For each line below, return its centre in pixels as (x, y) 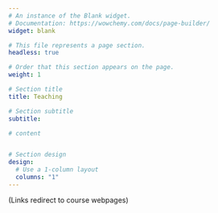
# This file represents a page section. (77, 45)
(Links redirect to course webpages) (68, 200)
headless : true (34, 53)
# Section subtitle (41, 111)
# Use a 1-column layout (57, 170)
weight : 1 (25, 75)
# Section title (35, 89)
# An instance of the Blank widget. (70, 16)
